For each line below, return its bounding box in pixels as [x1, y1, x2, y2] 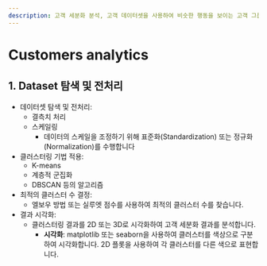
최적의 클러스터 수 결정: [19, 190, 93, 199]
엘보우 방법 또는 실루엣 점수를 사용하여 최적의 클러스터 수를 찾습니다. [31, 199, 244, 209]
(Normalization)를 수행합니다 [43, 141, 135, 151]
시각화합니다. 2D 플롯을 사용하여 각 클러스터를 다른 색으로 [58, 239, 238, 249]
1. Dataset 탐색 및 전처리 [8, 79, 123, 93]
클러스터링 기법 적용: [19, 152, 84, 161]
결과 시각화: [19, 210, 57, 219]
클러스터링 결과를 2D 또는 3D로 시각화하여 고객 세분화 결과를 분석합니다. [31, 219, 256, 229]
